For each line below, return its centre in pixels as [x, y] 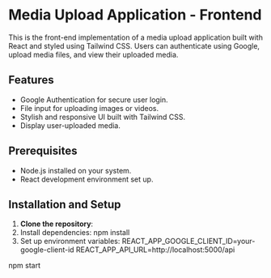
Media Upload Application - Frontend [135, 15]
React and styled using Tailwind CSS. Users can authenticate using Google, [134, 45]
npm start [25, 266]
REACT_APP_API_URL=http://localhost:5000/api [155, 250]
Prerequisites [43, 151]
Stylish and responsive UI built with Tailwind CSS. [103, 117]
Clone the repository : [57, 224]
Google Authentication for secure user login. [94, 100]
